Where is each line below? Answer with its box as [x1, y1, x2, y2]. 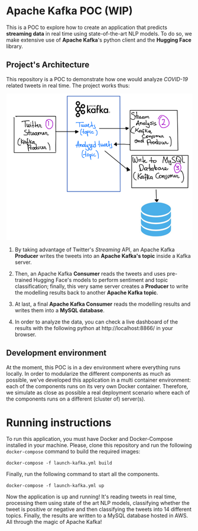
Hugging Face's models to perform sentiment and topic [33, 276, 168, 283]
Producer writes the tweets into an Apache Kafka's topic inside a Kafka [14, 252, 191, 259]
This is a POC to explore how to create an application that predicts [6, 24, 167, 31]
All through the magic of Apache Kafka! [6, 519, 102, 526]
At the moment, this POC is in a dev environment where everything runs [6, 363, 181, 371]
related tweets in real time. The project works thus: [6, 82, 130, 89]
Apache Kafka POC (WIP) [6, 4, 133, 18]
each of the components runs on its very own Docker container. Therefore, [6, 382, 189, 389]
